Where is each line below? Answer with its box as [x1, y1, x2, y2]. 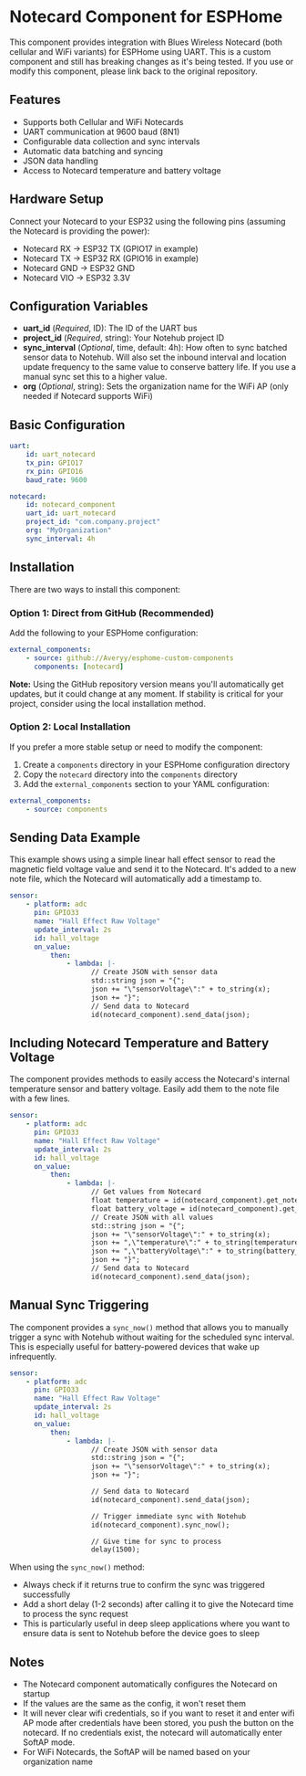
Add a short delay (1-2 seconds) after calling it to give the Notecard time [22, 1599, 294, 1610]
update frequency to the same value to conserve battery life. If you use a [22, 362, 297, 373]
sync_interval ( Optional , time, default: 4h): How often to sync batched [22, 342, 288, 353]
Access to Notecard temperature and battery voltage [22, 164, 221, 175]
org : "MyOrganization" [25, 526, 112, 535]
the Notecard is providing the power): [9, 226, 150, 236]
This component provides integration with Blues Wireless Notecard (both [9, 37, 283, 47]
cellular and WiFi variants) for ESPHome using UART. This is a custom [9, 46, 271, 57]
